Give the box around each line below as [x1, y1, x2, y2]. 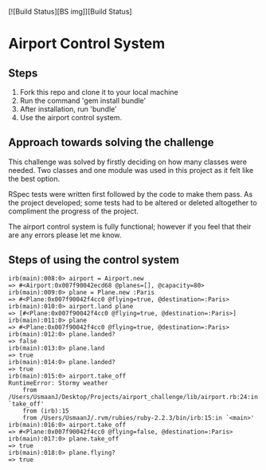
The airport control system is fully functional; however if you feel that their [8, 221, 252, 231]
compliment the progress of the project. [8, 206, 139, 216]
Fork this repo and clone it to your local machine [19, 88, 178, 96]
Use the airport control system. [19, 113, 122, 122]
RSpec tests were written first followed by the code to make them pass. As [8, 189, 253, 198]
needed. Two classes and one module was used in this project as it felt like [8, 165, 254, 174]
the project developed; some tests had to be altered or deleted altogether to [8, 198, 257, 207]
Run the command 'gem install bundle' [19, 96, 147, 105]
